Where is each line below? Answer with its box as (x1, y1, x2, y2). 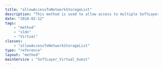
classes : (5, 39, 23, 44)
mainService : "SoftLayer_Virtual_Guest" (5, 57, 90, 62)
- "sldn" (14, 30, 32, 34)
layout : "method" (5, 52, 40, 57)
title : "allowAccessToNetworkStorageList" (5, 7, 92, 12)
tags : (5, 20, 16, 26)
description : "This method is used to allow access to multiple (5, 12, 138, 17)
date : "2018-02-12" (5, 16, 45, 21)
